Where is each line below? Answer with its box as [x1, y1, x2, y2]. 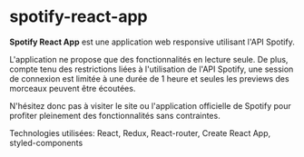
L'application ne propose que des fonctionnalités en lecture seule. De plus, [9, 54, 289, 64]
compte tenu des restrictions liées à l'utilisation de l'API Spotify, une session [9, 64, 294, 74]
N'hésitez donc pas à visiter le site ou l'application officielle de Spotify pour [9, 100, 292, 111]
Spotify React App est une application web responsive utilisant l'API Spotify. [9, 36, 295, 47]
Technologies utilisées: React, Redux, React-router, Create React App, [9, 127, 271, 138]
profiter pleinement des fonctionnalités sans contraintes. [9, 110, 221, 121]
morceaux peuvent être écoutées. [9, 83, 136, 93]
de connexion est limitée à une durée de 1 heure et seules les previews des [9, 73, 289, 83]
